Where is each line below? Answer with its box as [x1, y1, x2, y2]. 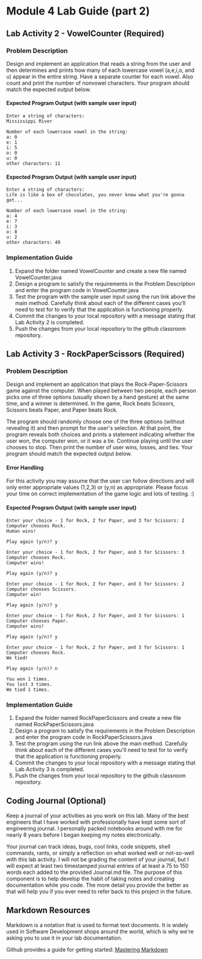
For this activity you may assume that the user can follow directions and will [6, 477, 195, 484]
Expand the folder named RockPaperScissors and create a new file [14, 714, 181, 721]
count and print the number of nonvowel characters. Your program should [6, 79, 190, 86]
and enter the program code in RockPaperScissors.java [14, 733, 153, 740]
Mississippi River [6, 118, 52, 124]
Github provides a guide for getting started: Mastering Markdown [6, 946, 168, 953]
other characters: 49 [6, 240, 61, 246]
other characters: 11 [6, 161, 61, 167]
